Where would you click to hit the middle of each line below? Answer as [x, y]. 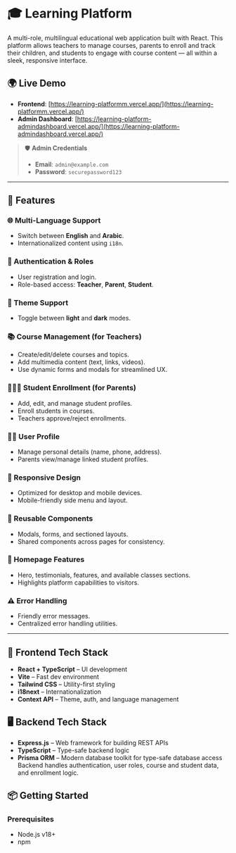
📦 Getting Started [48, 796]
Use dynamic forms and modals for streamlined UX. [92, 370]
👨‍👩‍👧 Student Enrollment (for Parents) [72, 388]
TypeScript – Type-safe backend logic [73, 750]
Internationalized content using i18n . [71, 243]
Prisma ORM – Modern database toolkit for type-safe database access [120, 757]
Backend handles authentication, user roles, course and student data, [118, 765]
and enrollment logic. [48, 773]
